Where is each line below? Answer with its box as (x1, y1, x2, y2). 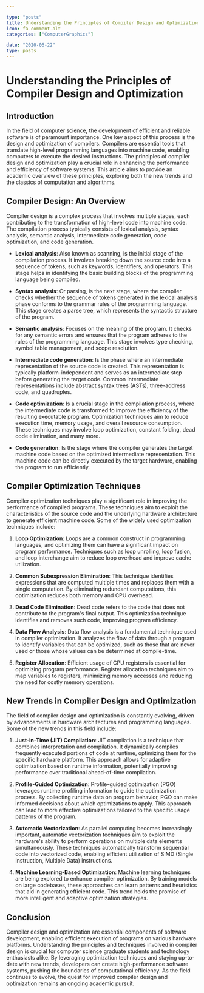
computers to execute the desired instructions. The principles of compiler (6, 153, 190, 160)
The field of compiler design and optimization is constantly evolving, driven (6, 712, 194, 719)
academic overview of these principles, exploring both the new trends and (6, 172, 192, 179)
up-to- (178, 954, 195, 961)
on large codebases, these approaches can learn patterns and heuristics (15, 881, 197, 889)
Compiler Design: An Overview (6, 196, 126, 206)
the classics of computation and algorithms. (6, 178, 117, 186)
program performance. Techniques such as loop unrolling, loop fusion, (15, 547, 192, 555)
